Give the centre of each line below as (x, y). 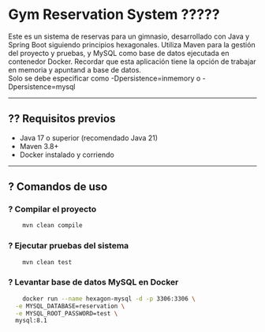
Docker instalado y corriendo (67, 155)
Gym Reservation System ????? (114, 15)
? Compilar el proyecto (52, 209)
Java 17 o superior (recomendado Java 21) (89, 138)
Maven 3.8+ (39, 146)
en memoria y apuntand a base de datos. (75, 69)
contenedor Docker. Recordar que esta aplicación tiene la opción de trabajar (132, 62)
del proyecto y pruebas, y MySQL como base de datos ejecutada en (119, 53)
